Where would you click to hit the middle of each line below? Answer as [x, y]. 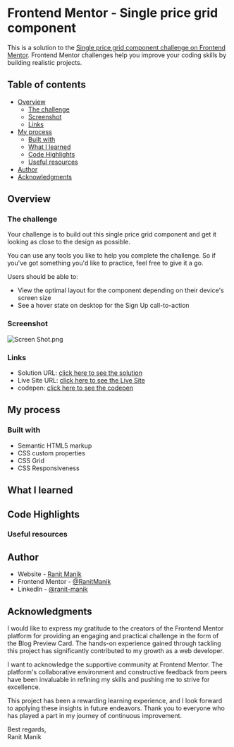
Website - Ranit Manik [50, 574]
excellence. [24, 687]
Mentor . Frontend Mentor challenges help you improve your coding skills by [117, 55]
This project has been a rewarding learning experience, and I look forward [115, 701]
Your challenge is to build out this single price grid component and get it [112, 234]
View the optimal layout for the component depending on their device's [121, 290]
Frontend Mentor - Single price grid [113, 13]
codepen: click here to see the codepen [75, 388]
